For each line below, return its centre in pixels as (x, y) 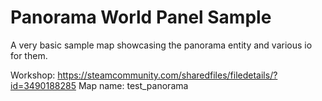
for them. (29, 55)
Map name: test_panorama (133, 85)
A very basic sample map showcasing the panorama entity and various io (161, 45)
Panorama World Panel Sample (141, 17)
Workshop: (33, 75)
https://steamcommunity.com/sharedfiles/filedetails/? (167, 75)
